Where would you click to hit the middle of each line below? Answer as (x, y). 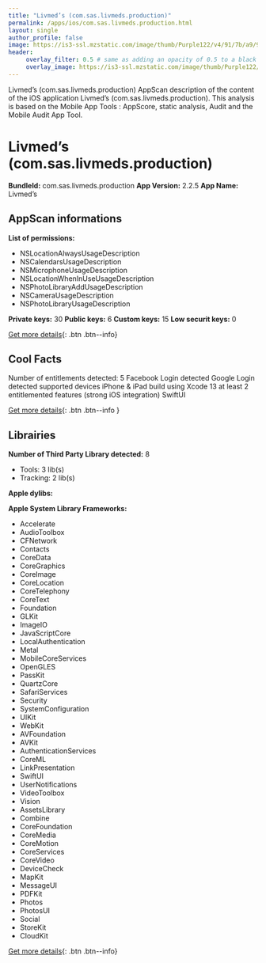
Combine (34, 818)
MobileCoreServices (53, 658)
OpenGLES (38, 667)
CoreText (34, 600)
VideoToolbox (42, 793)
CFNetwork (38, 541)
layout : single (33, 30)
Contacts (34, 549)
